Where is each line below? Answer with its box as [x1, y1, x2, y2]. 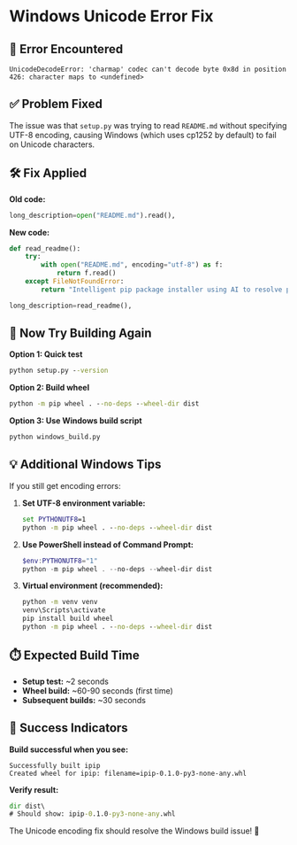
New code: [9, 227, 50, 237]
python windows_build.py [9, 432, 101, 442]
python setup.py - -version [9, 366, 109, 376]
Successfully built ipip [9, 761, 101, 770]
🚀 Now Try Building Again [9, 326, 152, 341]
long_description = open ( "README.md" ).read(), [9, 211, 176, 220]
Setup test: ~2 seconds [21, 676, 109, 686]
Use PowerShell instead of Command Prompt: [21, 539, 194, 550]
